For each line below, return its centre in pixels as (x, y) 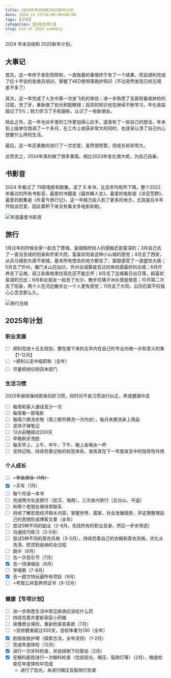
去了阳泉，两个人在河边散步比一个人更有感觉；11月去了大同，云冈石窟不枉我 (85, 286)
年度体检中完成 (37, 663)
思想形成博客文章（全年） (48, 519)
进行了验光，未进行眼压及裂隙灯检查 (58, 670)
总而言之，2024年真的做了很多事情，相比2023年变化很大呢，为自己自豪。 (83, 156)
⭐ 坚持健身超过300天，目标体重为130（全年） (60, 630)
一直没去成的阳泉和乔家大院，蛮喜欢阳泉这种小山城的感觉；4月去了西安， (87, 254)
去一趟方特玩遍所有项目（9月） (45, 577)
